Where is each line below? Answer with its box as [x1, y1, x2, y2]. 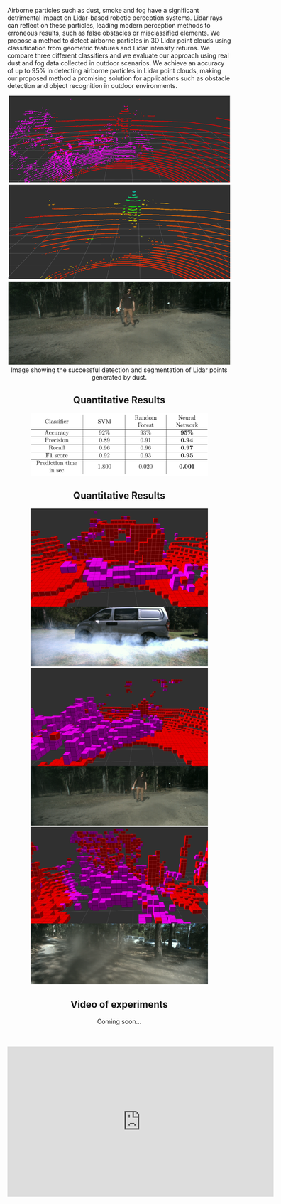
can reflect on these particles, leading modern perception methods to [7, 21, 211, 29]
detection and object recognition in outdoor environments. [7, 82, 178, 90]
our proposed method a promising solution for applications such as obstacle [7, 74, 231, 82]
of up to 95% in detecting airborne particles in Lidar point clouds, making [7, 67, 221, 75]
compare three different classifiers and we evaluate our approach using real [7, 51, 229, 60]
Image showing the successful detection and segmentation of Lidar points [11, 366, 228, 374]
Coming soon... [97, 1017, 142, 1026]
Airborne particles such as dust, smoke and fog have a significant [7, 6, 199, 14]
